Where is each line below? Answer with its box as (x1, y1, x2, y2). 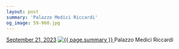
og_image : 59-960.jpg (6, 20, 61, 26)
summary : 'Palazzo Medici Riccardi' (6, 14, 98, 20)
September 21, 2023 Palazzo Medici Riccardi (6, 36, 174, 44)
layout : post (6, 8, 39, 15)
